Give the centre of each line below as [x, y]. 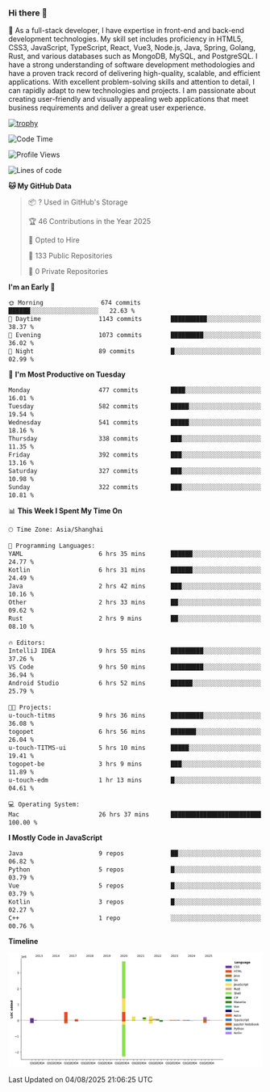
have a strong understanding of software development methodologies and [132, 65]
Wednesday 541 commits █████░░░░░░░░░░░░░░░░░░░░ [135, 423]
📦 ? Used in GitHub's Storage [78, 202]
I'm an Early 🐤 [32, 287]
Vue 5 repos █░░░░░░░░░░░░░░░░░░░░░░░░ [135, 886]
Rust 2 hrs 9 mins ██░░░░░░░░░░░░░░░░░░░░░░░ [135, 619]
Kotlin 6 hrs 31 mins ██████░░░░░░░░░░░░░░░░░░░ [135, 570]
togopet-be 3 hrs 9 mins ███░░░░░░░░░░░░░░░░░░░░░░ [135, 764]
